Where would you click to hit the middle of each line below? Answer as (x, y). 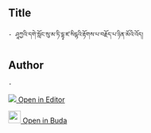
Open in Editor (41, 100)
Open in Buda (45, 120)
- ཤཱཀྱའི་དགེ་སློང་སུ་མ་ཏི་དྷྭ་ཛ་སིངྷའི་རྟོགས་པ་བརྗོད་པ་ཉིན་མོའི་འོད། (76, 34)
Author (26, 66)
